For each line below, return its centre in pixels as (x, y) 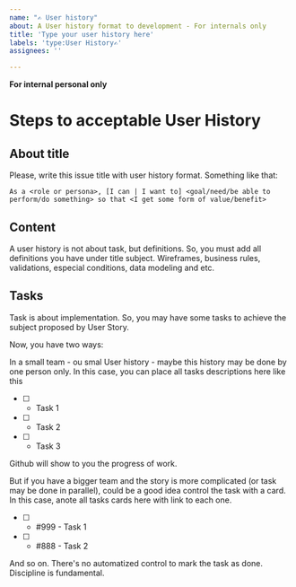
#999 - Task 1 (61, 527)
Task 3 (48, 446)
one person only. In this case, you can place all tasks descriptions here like (148, 371)
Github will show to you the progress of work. (93, 463)
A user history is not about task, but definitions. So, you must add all (135, 249)
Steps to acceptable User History (135, 121)
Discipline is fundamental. (57, 573)
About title (39, 153)
